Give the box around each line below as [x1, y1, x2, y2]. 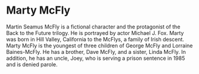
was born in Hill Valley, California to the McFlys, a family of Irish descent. [6, 36, 184, 43]
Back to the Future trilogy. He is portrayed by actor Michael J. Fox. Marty [6, 29, 184, 36]
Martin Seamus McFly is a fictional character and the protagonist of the [6, 23, 181, 30]
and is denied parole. [6, 60, 58, 68]
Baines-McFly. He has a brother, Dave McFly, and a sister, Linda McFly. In [6, 48, 186, 55]
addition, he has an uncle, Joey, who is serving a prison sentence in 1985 [6, 54, 185, 62]
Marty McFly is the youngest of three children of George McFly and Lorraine [6, 42, 193, 49]
